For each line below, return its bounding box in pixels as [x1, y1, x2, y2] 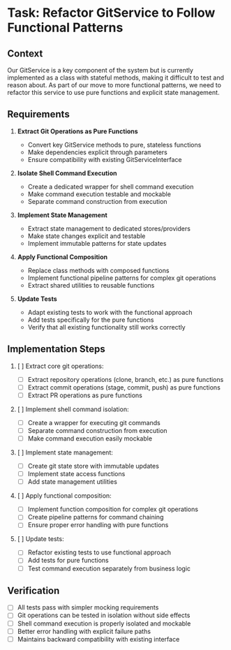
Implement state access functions [27, 470, 126, 478]
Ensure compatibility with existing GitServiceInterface [27, 155, 182, 163]
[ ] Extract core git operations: [17, 362, 104, 370]
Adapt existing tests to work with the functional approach [27, 308, 193, 316]
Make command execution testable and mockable [27, 190, 171, 198]
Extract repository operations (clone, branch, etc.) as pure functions [27, 375, 224, 383]
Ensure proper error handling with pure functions [27, 521, 169, 529]
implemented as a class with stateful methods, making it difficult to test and [7, 73, 225, 82]
